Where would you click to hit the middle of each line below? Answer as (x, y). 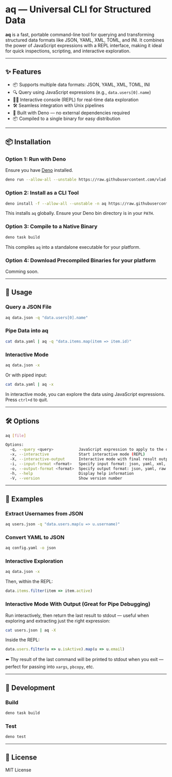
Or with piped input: (26, 375)
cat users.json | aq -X (31, 630)
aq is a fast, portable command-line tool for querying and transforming (80, 34)
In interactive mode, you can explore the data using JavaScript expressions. (85, 394)
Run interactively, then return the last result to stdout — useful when (77, 615)
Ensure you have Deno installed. (39, 170)
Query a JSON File (29, 307)
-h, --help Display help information (72, 473)
